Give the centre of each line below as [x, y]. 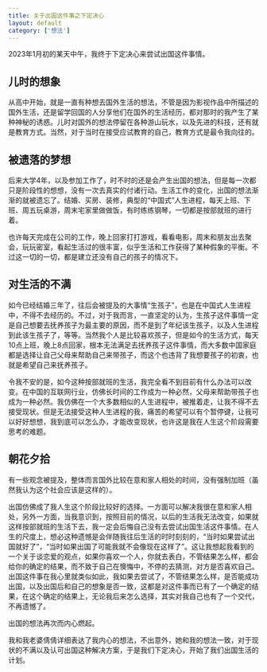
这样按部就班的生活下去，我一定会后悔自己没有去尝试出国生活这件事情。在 [130, 526]
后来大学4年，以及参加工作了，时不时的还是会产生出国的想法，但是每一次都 [132, 180]
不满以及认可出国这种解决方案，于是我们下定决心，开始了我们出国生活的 [140, 650]
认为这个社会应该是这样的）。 [69, 490]
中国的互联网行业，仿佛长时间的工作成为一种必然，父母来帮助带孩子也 [144, 392]
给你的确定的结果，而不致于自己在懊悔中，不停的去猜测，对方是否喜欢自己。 [133, 566]
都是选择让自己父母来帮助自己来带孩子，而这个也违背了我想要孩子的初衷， [130, 354]
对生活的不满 [40, 285]
